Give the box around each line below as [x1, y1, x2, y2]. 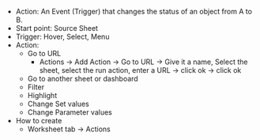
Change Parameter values [27, 108, 112, 117]
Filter [27, 82, 45, 92]
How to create [15, 116, 62, 125]
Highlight [27, 91, 58, 100]
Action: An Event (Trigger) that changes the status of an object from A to [15, 7, 253, 16]
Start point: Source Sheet [15, 24, 99, 32]
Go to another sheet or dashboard [27, 74, 138, 83]
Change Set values [27, 99, 89, 108]
